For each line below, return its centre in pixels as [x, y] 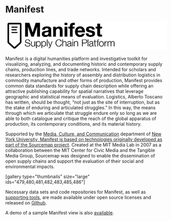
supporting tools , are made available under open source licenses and [78, 197]
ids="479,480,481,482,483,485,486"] [45, 182]
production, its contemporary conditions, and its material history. [73, 124]
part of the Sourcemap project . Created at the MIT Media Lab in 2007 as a [83, 145]
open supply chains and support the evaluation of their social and [74, 161]
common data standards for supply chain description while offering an [79, 86]
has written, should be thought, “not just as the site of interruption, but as [83, 102]
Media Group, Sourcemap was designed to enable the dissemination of [80, 156]
